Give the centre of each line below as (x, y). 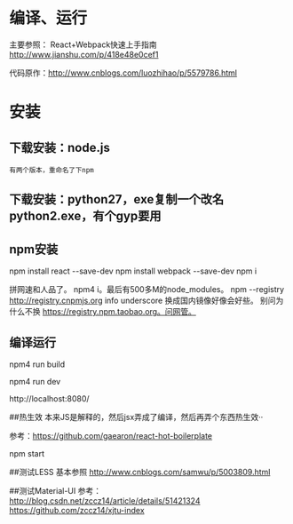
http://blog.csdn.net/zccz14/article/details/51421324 (105, 500)
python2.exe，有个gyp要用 (85, 216)
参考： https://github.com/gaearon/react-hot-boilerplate (111, 435)
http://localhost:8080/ (50, 398)
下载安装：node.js (60, 147)
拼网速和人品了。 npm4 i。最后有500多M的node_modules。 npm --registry (147, 290)
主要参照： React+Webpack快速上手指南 (83, 44)
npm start (27, 453)
